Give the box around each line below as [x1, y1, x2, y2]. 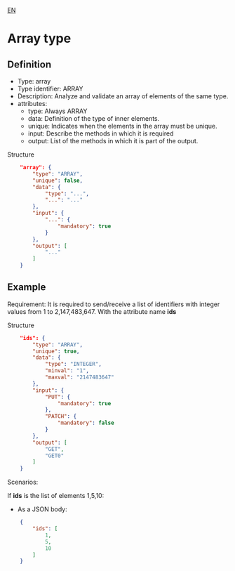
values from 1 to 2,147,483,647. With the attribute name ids [7, 307, 177, 315]
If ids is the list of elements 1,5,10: [7, 492, 105, 500]
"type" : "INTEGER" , [44, 361, 102, 368]
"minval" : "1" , [44, 367, 90, 374]
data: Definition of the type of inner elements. [27, 114, 160, 122]
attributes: [17, 100, 48, 107]
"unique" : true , [32, 348, 80, 355]
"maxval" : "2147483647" [44, 374, 114, 381]
